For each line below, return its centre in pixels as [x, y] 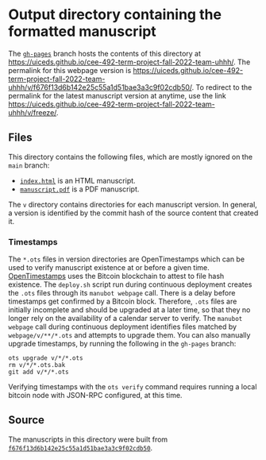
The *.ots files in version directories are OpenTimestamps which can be [126, 259]
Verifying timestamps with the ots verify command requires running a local [133, 387]
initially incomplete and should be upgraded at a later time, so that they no [129, 310]
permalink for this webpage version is [70, 70]
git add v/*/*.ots [39, 372]
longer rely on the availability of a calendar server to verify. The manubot [125, 319]
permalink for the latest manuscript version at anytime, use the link [117, 95]
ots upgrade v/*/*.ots [46, 358]
